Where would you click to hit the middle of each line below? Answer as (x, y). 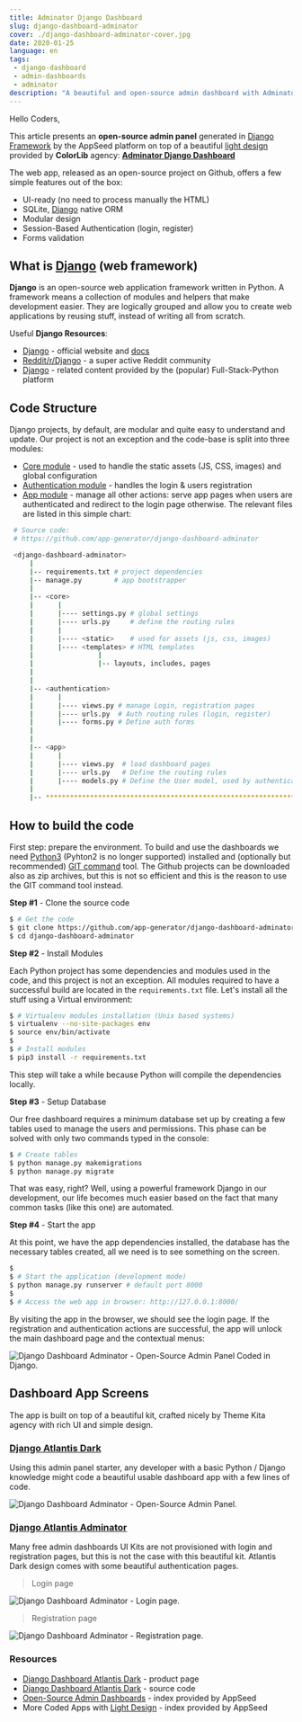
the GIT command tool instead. (67, 885)
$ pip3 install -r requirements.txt (78, 1057)
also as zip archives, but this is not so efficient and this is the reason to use (148, 875)
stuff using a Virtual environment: (71, 999)
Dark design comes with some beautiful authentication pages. (124, 1566)
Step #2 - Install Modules (56, 953)
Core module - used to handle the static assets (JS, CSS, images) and (151, 466)
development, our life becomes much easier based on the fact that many (144, 1198)
